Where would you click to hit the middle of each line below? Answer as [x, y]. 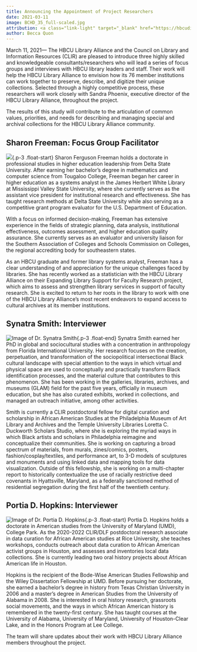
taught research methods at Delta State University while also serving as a [95, 201]
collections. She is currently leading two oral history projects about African [96, 557]
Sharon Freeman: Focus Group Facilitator [83, 143]
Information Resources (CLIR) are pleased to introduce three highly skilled [95, 56]
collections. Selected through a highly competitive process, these [85, 88]
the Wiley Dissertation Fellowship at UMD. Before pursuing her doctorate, [94, 581]
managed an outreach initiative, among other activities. [72, 400]
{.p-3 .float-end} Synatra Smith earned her [128, 338]
